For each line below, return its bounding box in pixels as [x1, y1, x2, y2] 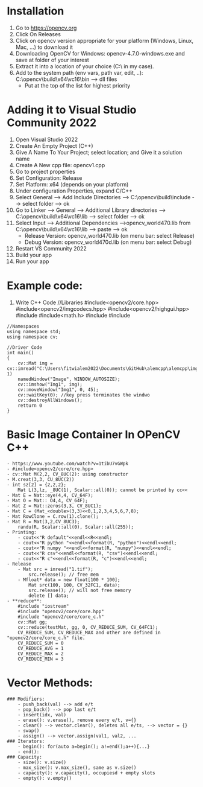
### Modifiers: [7, 696, 45, 702]
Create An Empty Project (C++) [15, 142, 93, 149]
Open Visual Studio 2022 [15, 136, 78, 143]
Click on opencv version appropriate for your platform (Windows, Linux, [15, 37, 193, 44]
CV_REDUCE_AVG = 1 [17, 645, 64, 651]
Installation [7, 4, 64, 18]
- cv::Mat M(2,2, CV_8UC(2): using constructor [7, 471, 129, 477]
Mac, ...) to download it [15, 43, 73, 51]
